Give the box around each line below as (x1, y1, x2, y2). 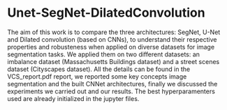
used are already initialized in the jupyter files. (7, 94, 140, 102)
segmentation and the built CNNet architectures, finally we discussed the (7, 79, 218, 88)
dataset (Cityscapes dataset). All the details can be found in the (7, 65, 191, 73)
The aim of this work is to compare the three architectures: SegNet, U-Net (7, 28, 221, 36)
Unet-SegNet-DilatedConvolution (7, 5, 205, 21)
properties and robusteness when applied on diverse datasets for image (7, 42, 215, 51)
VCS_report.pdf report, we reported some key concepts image (7, 72, 187, 81)
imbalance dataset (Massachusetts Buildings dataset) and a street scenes (7, 57, 220, 65)
